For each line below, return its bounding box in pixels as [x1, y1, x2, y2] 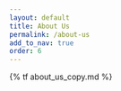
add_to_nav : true [9, 38, 74, 48]
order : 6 [9, 47, 42, 56]
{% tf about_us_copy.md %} [9, 71, 113, 82]
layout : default [9, 13, 70, 23]
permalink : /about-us [9, 30, 91, 39]
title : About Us [9, 22, 70, 31]
